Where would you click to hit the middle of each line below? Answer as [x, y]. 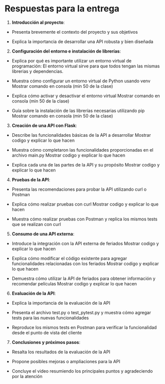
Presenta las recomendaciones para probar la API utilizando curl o [79, 189]
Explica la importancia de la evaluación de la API [61, 303]
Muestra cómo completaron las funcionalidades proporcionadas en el [82, 150]
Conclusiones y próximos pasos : [46, 342]
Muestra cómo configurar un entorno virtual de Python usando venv [81, 81]
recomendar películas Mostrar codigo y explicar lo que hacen [74, 283]
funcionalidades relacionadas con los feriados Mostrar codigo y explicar [85, 264]
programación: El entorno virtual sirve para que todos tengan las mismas [86, 66]
